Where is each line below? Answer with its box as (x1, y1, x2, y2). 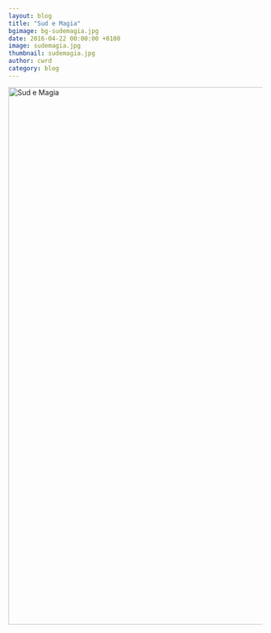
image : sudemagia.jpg (8, 42, 81, 50)
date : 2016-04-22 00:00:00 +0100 (8, 34, 121, 43)
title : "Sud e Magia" (8, 19, 81, 27)
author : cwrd (8, 57, 52, 65)
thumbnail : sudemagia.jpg (8, 49, 95, 57)
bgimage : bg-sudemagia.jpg (8, 27, 99, 35)
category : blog (8, 65, 60, 73)
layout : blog (8, 11, 52, 20)
